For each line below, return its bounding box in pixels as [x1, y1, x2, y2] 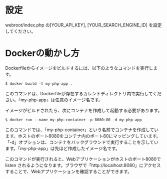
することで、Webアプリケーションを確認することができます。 [5, 168, 132, 175]
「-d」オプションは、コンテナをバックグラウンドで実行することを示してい [5, 139, 159, 145]
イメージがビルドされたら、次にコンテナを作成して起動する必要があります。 [5, 107, 162, 113]
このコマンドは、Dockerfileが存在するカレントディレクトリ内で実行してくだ [5, 90, 161, 96]
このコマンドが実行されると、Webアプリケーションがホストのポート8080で [5, 156, 161, 162]
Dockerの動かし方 [5, 48, 80, 59]
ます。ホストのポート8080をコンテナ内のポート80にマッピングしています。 [5, 133, 161, 139]
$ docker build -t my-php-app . [5, 81, 72, 86]
